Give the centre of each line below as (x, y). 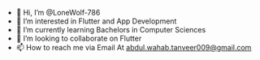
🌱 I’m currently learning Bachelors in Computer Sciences (111, 30)
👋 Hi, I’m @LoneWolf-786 (58, 13)
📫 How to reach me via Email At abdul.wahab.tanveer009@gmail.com (134, 47)
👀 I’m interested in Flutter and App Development (96, 21)
